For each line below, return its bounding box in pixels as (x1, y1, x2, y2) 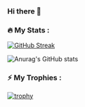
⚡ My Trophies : (7, 73, 62, 83)
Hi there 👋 (7, 6, 42, 16)
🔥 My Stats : (7, 25, 50, 34)
